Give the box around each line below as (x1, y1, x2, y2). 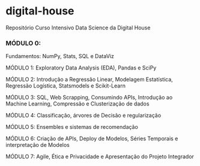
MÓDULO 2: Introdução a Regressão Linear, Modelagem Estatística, (5, 76, 174, 83)
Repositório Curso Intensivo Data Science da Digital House (5, 24, 151, 31)
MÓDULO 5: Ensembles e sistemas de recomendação (5, 123, 139, 131)
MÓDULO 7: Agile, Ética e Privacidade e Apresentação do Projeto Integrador (5, 153, 195, 160)
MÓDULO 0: (5, 39, 41, 47)
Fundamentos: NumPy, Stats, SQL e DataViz (5, 53, 115, 60)
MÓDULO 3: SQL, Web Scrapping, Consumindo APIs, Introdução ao (5, 94, 173, 101)
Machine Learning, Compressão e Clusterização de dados (5, 100, 150, 107)
